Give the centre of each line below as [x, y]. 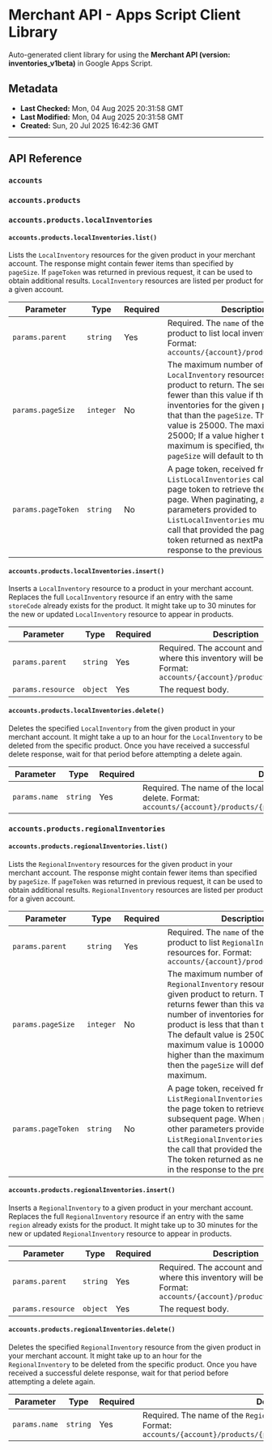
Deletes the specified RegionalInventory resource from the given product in [135, 1347]
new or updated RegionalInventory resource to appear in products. [120, 1233]
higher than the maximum [216, 1054]
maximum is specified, [210, 446]
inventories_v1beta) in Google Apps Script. [81, 63]
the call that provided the [215, 1149]
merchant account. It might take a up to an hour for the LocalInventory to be [136, 736]
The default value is [205, 1034]
